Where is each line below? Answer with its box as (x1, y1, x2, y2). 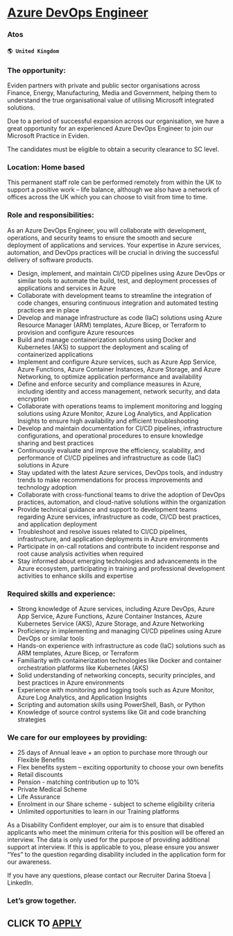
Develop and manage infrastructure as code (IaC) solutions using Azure (17, 313, 223, 321)
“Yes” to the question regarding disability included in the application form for (7, 851, 226, 859)
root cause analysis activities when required (17, 549, 144, 558)
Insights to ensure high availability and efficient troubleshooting (17, 417, 199, 425)
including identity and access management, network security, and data (17, 387, 221, 395)
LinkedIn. (7, 878, 33, 887)
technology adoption (17, 483, 77, 491)
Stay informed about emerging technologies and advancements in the (17, 557, 217, 565)
